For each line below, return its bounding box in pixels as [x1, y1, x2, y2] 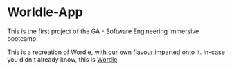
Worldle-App [7, 4, 83, 20]
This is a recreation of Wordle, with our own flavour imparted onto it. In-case [7, 48, 225, 56]
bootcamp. [7, 34, 38, 42]
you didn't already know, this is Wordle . [7, 55, 120, 63]
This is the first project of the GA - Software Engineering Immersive [7, 27, 199, 35]
